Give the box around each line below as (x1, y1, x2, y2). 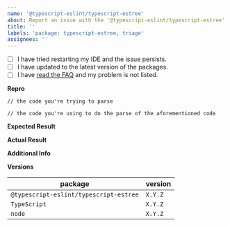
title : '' (7, 23, 36, 30)
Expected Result (7, 122, 56, 131)
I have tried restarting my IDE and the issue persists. (17, 55, 167, 63)
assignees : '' (7, 36, 49, 43)
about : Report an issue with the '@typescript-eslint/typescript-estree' (7, 17, 226, 24)
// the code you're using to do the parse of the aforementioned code (7, 110, 216, 117)
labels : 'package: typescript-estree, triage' (7, 29, 145, 37)
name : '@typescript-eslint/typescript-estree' (7, 10, 145, 17)
